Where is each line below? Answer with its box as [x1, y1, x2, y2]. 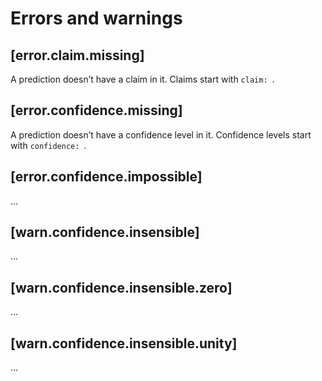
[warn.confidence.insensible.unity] [10, 335, 238, 352]
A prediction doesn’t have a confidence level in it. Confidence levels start [10, 128, 312, 141]
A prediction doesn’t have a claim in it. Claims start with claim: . [10, 73, 275, 85]
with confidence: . [10, 139, 87, 151]
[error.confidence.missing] [10, 102, 183, 119]
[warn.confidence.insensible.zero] [10, 279, 233, 296]
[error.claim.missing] [10, 47, 145, 64]
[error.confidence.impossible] [10, 168, 203, 186]
